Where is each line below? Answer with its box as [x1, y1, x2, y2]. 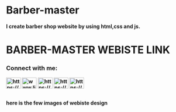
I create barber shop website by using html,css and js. [6, 23, 140, 30]
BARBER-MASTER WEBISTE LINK [6, 43, 171, 57]
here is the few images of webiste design [6, 100, 108, 107]
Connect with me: [6, 64, 58, 72]
